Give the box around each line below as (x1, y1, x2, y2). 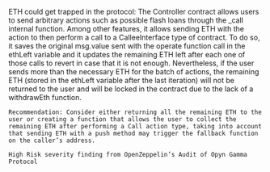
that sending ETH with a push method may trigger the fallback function (8, 129, 259, 137)
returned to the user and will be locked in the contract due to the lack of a (8, 84, 254, 94)
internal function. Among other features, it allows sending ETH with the (8, 24, 245, 33)
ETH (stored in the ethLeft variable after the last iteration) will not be (8, 76, 234, 85)
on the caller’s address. (8, 136, 95, 145)
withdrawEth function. (8, 93, 82, 102)
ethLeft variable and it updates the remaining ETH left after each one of (8, 50, 246, 59)
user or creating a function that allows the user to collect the (8, 115, 237, 124)
